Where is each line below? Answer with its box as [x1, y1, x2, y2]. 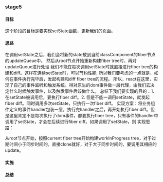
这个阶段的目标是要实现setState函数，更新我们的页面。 [5, 28, 116, 34]
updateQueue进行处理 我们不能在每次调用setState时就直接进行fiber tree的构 [5, 64, 158, 70]
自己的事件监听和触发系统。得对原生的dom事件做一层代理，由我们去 [13, 82, 151, 88]
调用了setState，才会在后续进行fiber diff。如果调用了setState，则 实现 [5, 119, 146, 125]
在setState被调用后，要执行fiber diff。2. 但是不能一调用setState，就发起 [5, 94, 150, 101]
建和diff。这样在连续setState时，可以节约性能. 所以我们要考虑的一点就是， [5, 70, 154, 76]
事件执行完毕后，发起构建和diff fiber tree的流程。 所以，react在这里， [13, 76, 154, 82]
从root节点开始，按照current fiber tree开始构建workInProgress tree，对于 [5, 135, 152, 141]
